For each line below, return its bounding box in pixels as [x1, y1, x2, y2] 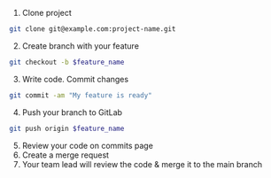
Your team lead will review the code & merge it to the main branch [21, 159, 263, 169]
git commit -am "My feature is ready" [9, 90, 152, 100]
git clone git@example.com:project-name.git [9, 25, 176, 34]
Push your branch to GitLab [21, 106, 122, 118]
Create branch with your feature [21, 40, 140, 51]
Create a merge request [21, 150, 109, 160]
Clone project [21, 8, 73, 18]
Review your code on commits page [21, 140, 153, 151]
